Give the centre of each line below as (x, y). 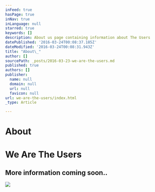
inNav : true (17, 19)
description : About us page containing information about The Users (78, 38)
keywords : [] (19, 33)
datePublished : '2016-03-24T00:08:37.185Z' (51, 42)
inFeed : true (19, 10)
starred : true (20, 28)
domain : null (23, 84)
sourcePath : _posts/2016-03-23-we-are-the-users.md (60, 61)
